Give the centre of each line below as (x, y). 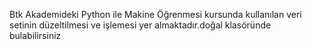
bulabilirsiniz (35, 35)
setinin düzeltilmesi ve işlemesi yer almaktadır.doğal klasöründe (140, 25)
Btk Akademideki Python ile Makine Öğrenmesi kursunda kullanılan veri (155, 14)
